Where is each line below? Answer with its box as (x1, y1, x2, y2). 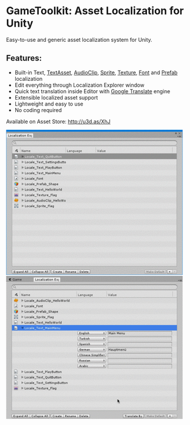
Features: (6, 53, 42, 63)
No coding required (14, 106, 62, 113)
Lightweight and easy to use (14, 100, 84, 107)
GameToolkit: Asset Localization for (6, 4, 184, 18)
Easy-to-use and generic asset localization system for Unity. (6, 36, 153, 43)
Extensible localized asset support (14, 94, 98, 101)
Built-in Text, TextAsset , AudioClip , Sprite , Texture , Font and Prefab (14, 69, 178, 76)
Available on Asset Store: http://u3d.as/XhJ (6, 118, 111, 125)
